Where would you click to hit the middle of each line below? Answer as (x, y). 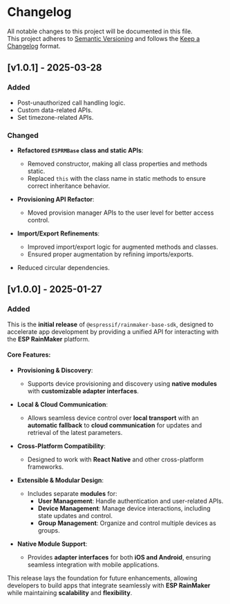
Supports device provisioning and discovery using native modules (122, 383)
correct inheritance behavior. (69, 186)
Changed (23, 135)
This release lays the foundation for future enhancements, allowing (103, 578)
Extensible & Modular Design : (60, 480)
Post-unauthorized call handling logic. (71, 103)
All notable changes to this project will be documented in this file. (100, 31)
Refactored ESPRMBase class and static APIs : (80, 150)
